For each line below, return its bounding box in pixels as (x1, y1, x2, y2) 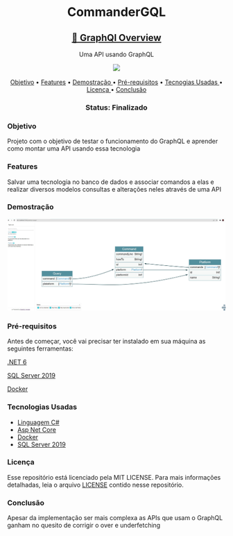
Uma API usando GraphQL (78, 50, 155, 58)
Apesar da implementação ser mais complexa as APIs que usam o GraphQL (7, 514, 223, 522)
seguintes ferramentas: (7, 344, 74, 353)
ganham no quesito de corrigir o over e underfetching (7, 521, 161, 530)
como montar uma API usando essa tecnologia (7, 144, 141, 153)
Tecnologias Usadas (7, 402, 78, 412)
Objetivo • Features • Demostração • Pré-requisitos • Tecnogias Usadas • (10, 78, 223, 86)
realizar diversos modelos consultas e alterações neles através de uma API (7, 185, 222, 193)
